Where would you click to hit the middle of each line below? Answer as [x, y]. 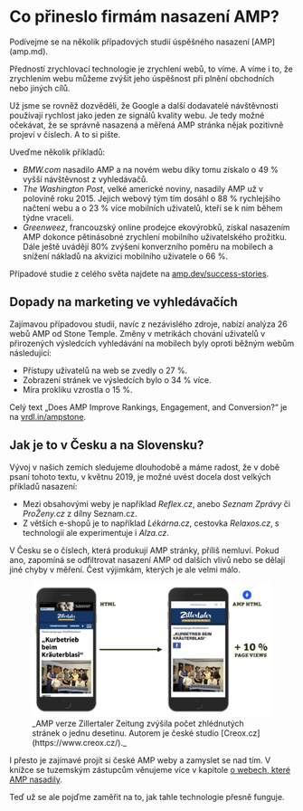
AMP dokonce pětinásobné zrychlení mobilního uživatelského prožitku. [155, 236]
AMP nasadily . [36, 779]
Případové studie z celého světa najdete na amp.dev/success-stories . [139, 273]
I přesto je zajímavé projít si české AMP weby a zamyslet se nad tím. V [140, 760]
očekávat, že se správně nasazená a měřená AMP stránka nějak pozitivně [147, 125]
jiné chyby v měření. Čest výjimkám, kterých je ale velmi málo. [125, 569]
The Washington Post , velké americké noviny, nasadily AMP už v [143, 188]
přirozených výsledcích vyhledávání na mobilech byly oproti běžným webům [152, 343]
